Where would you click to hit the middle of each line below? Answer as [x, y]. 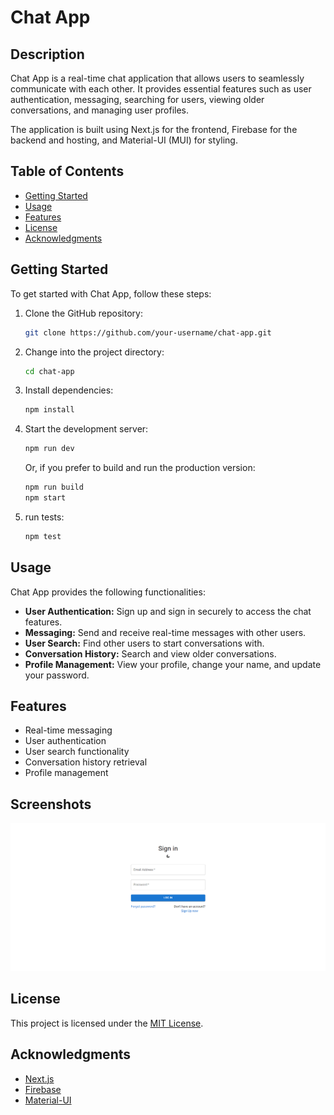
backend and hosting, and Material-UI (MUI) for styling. [124, 140]
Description [47, 54]
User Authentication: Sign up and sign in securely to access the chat [168, 611]
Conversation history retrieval [86, 762]
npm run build [54, 487]
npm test [43, 536]
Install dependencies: [69, 390]
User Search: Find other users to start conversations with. [144, 643]
